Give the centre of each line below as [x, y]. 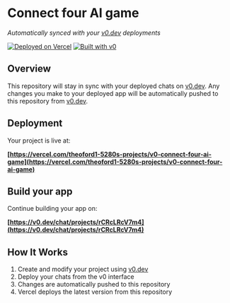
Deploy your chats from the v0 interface [76, 277]
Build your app [40, 191]
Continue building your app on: [52, 209]
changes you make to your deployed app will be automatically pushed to [113, 93]
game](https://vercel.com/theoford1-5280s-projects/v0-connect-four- [115, 162]
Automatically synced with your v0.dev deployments [84, 33]
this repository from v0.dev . [48, 101]
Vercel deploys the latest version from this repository [95, 292]
